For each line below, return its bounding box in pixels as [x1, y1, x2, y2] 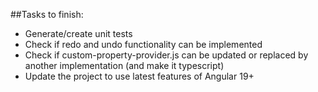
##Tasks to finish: [10, 9, 84, 20]
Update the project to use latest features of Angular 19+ [24, 70, 255, 82]
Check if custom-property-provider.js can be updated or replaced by [24, 49, 309, 61]
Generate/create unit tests [24, 28, 133, 39]
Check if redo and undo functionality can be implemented [24, 39, 263, 50]
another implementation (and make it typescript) [24, 60, 225, 71]
